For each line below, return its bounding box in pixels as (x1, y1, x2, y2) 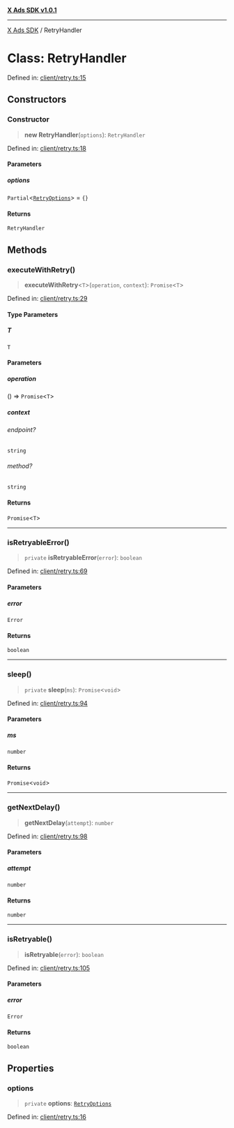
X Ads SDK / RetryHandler (7, 26, 82, 34)
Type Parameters (7, 310, 58, 318)
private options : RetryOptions (24, 1099, 112, 1108)
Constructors (7, 94, 67, 105)
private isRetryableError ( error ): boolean (24, 554, 143, 562)
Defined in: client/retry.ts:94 (7, 699, 88, 707)
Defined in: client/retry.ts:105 (7, 963, 91, 972)
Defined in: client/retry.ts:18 (7, 144, 87, 152)
